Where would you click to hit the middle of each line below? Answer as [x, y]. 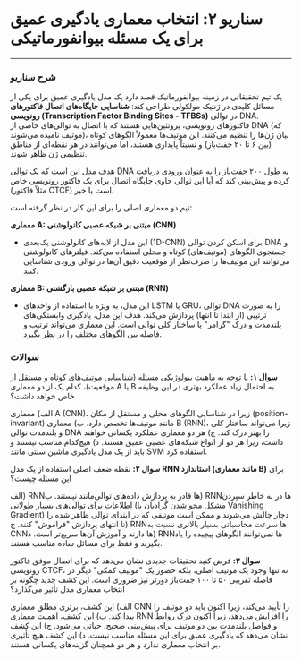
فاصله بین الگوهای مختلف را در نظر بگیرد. [92, 334]
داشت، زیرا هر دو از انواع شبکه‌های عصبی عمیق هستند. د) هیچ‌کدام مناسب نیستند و [147, 441]
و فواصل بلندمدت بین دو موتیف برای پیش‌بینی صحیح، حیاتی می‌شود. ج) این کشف [144, 625]
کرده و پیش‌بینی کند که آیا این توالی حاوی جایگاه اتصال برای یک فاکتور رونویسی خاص [150, 181]
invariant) [28, 423]
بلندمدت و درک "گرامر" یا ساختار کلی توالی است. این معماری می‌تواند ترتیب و [152, 325]
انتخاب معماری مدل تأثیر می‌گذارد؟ [68, 589]
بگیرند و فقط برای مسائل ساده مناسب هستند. [87, 543]
